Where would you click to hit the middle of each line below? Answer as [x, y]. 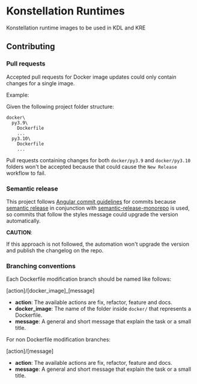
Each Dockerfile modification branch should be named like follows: [89, 279]
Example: [18, 95]
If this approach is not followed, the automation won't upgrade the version [98, 244]
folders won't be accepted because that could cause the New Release [92, 166]
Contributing [31, 47]
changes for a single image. [41, 83]
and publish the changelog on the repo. [55, 250]
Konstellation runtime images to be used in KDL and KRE [76, 28]
